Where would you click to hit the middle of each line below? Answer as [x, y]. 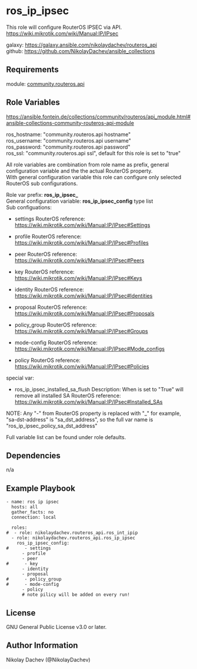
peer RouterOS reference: [46, 254]
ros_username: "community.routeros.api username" [69, 140]
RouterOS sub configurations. [42, 183]
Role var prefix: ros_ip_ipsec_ [42, 195]
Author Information [42, 646]
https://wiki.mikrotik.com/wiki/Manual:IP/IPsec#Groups [81, 331]
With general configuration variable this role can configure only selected [94, 177]
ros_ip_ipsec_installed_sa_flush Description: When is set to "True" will [99, 389]
